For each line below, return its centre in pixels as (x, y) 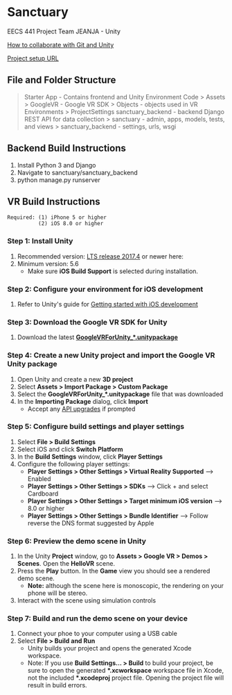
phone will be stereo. (57, 593)
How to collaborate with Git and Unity (61, 44)
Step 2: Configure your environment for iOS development (105, 289)
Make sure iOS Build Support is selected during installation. (113, 271)
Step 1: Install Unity (40, 241)
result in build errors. (57, 685)
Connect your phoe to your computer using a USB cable (97, 634)
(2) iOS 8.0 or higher (71, 224)
